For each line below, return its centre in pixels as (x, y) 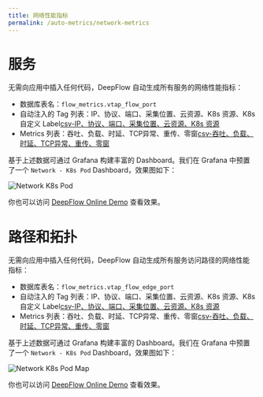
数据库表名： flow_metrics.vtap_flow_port (88, 104)
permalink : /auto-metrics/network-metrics (79, 23)
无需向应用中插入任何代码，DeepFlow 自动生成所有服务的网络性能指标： (126, 87)
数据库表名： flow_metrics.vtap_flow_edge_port (97, 287)
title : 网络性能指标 (38, 15)
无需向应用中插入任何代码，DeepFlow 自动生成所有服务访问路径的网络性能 (129, 260)
